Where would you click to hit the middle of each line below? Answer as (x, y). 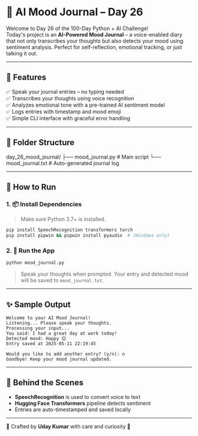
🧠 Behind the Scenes (45, 383)
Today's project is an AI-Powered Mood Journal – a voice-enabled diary (94, 34)
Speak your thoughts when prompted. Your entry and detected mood (104, 274)
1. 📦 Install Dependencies (44, 204)
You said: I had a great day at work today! (62, 333)
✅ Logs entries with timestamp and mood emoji (64, 111)
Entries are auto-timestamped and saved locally (73, 409)
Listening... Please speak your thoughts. (59, 323)
